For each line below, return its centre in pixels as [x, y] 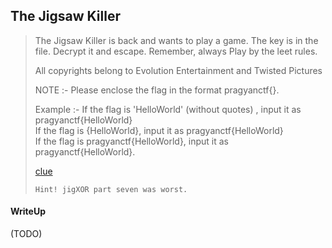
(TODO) [26, 234]
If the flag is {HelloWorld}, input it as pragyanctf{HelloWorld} [159, 130]
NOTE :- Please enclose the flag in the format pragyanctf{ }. [157, 90]
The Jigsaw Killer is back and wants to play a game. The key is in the [176, 40]
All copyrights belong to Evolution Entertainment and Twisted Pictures [178, 70]
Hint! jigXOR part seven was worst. [111, 189]
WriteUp [28, 211]
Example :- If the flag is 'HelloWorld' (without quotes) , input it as [168, 109]
